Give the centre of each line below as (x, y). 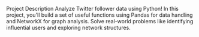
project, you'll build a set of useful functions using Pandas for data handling (99, 15)
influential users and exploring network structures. (68, 27)
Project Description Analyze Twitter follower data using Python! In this (92, 9)
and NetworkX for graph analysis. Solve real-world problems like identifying (100, 21)
